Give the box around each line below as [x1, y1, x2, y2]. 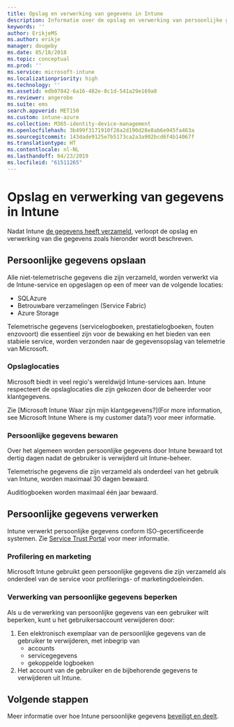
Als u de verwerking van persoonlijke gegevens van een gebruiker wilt [7, 608, 209, 616]
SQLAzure [17, 294, 47, 302]
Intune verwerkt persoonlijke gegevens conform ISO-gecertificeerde [7, 526, 204, 535]
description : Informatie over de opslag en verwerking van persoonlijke [7, 17, 223, 24]
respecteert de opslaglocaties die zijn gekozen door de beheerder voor [7, 384, 212, 393]
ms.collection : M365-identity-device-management [7, 120, 151, 127]
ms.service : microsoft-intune [7, 68, 95, 75]
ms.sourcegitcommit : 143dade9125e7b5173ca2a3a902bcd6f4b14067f [7, 133, 195, 140]
